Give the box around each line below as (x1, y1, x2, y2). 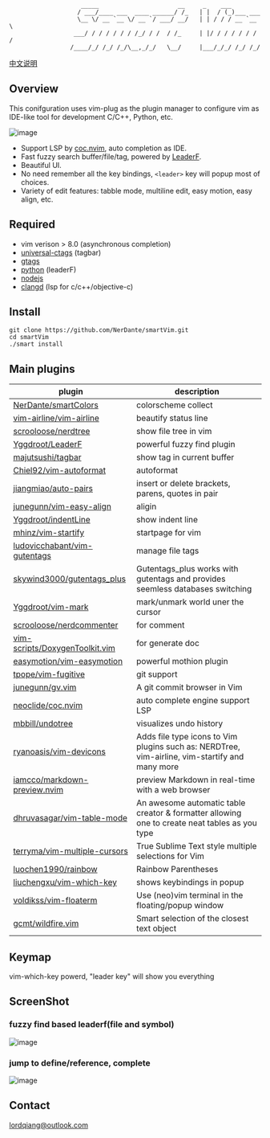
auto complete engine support (136, 695, 251, 706)
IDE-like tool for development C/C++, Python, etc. (9, 112, 173, 121)
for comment (136, 620, 185, 631)
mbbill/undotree (13, 718, 73, 729)
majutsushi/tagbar (13, 452, 82, 463)
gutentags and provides (136, 573, 226, 584)
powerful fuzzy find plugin (136, 439, 236, 450)
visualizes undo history (136, 718, 224, 729)
